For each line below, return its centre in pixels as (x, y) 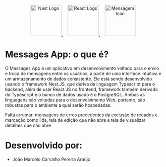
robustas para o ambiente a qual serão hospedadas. (58, 105)
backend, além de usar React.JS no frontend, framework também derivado (82, 89)
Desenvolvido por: (44, 145)
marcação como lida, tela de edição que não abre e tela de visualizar (75, 120)
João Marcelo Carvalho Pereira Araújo (51, 159)
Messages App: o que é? (57, 54)
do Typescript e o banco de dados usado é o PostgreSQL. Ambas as (75, 94)
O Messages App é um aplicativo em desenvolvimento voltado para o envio (82, 68)
